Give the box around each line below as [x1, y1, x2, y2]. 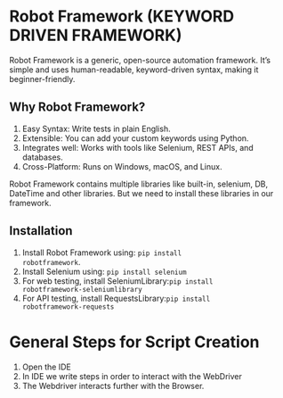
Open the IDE [21, 361, 71, 372]
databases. [21, 152, 64, 162]
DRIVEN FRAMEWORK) [9, 25, 182, 46]
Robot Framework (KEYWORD [9, 6, 234, 27]
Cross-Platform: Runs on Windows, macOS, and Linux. [21, 161, 222, 171]
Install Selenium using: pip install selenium [21, 266, 187, 277]
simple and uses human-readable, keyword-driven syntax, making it [9, 64, 259, 75]
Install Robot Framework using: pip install [21, 247, 182, 258]
